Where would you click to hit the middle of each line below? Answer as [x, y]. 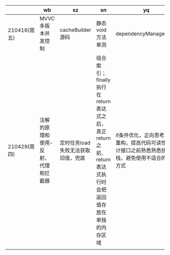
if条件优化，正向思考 [140, 135]
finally [103, 80]
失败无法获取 [75, 150]
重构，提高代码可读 [139, 143]
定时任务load [75, 143]
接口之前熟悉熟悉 [141, 150]
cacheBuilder [76, 30]
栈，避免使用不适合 [139, 158]
